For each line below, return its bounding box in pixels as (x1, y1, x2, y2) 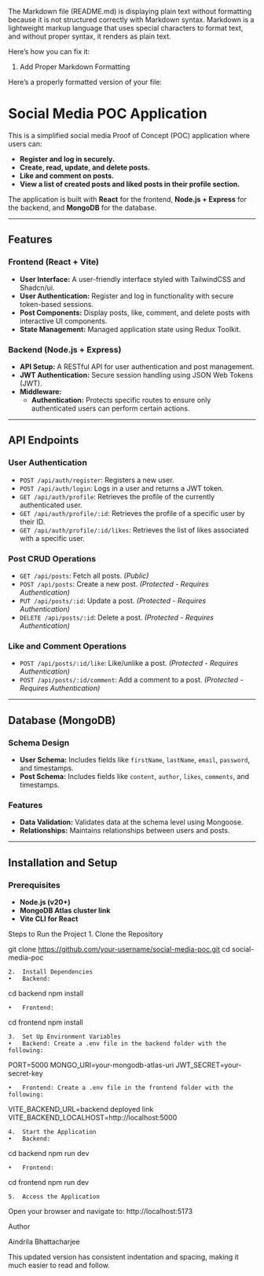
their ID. (19, 517, 46, 526)
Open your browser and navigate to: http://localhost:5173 (8, 1206, 193, 1216)
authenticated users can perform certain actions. (31, 404, 190, 413)
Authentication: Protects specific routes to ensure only (31, 395, 211, 404)
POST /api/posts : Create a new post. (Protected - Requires (19, 579, 210, 588)
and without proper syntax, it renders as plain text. (8, 31, 171, 41)
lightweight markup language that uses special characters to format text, (8, 24, 244, 32)
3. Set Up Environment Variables (8, 1033, 122, 1040)
